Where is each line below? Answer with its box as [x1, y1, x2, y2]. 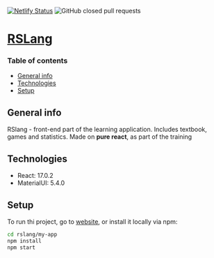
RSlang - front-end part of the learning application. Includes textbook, [7, 126, 207, 134]
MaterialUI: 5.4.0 [17, 179, 65, 188]
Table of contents [7, 56, 68, 66]
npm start [7, 244, 36, 251]
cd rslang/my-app [7, 231, 58, 238]
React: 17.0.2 [17, 172, 53, 180]
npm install [7, 237, 42, 244]
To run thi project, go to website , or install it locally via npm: [7, 217, 178, 226]
